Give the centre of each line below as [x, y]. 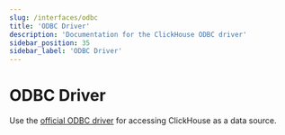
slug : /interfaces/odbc [54, 18]
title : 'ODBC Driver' [50, 26]
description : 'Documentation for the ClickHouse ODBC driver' [128, 34]
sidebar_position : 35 [50, 43]
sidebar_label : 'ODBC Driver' [66, 51]
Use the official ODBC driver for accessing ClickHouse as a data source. [143, 121]
